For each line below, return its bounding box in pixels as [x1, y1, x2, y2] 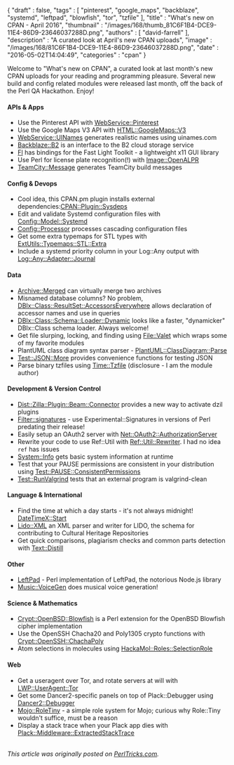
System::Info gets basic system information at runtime [17, 452, 174, 461]
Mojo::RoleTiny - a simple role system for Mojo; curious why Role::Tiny [17, 706, 221, 714]
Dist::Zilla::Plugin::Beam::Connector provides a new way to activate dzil [17, 400, 223, 408]
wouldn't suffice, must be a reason [17, 713, 118, 722]
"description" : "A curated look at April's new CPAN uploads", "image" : [7, 36, 212, 44]
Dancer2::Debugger [17, 698, 75, 707]
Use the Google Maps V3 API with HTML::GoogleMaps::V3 [17, 126, 186, 134]
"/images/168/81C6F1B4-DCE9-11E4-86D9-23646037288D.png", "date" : [7, 44, 219, 51]
